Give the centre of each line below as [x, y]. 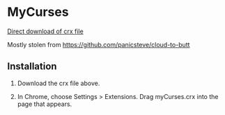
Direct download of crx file [45, 31]
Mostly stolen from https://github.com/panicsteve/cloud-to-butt [99, 44]
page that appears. [45, 104]
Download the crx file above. [59, 83]
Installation [32, 67]
